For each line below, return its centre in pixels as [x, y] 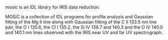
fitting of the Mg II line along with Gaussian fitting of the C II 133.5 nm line [81, 22]
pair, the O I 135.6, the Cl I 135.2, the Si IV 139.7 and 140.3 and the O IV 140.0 [84, 27]
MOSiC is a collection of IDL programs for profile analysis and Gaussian [79, 17]
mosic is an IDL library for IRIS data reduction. [53, 7]
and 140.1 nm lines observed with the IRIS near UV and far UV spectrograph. [84, 32]
